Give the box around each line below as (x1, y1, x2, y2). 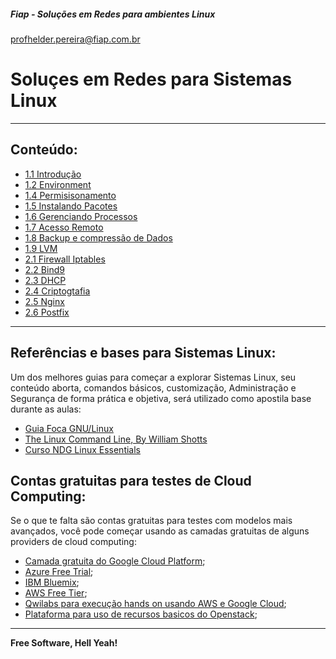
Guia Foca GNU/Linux (24, 422, 114, 434)
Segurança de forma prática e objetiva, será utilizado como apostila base (10, 392, 312, 404)
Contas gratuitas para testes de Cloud (10, 472, 252, 489)
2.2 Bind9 (24, 263, 65, 275)
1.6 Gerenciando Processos (24, 210, 138, 222)
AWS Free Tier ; (24, 587, 88, 599)
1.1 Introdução (24, 168, 82, 180)
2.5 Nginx (24, 295, 65, 307)
